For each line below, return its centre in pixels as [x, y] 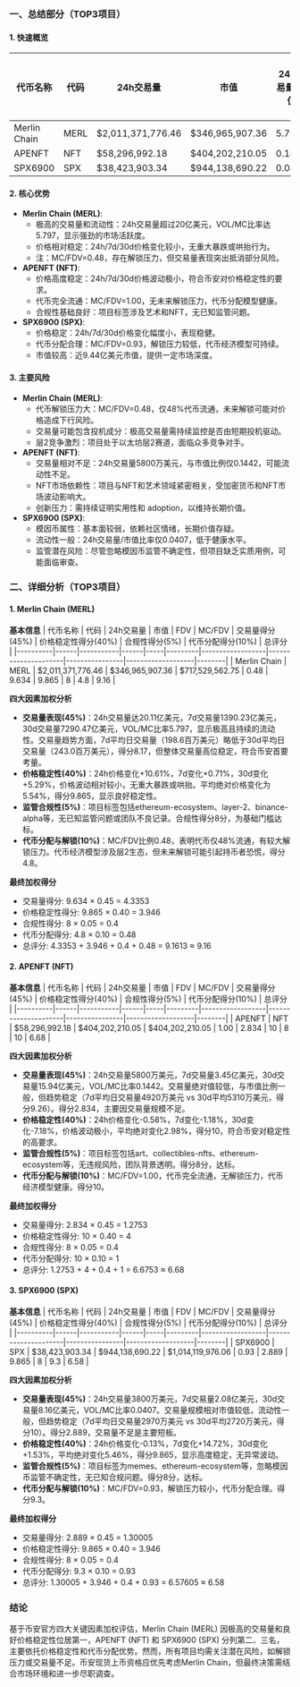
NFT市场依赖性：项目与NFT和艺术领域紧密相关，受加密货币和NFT [157, 485]
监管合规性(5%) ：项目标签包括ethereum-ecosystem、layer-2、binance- [155, 806]
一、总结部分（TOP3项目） [67, 13]
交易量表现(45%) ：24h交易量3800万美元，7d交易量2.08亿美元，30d [150, 1399]
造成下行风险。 [71, 420]
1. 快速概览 [29, 37]
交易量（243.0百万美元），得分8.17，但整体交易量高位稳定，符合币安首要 [155, 751]
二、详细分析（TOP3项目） [67, 587]
